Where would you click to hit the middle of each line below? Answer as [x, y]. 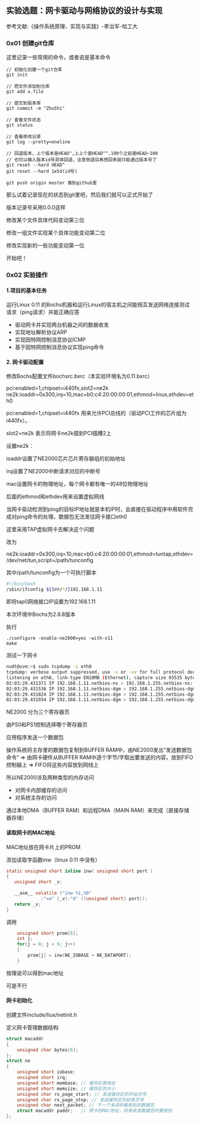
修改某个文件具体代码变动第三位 [45, 220]
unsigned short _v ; [38, 882]
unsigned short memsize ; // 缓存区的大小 [66, 1089]
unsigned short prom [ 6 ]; [48, 933]
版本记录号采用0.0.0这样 [36, 207]
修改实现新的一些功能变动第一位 [45, 246]
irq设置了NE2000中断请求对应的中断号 [53, 471]
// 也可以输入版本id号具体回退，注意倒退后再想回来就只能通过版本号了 [82, 160]
